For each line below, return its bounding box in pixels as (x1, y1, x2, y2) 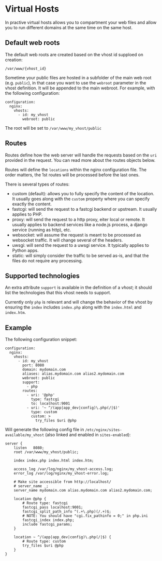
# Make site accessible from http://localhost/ (14, 479, 111, 484)
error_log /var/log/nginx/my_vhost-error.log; (14, 471, 109, 476)
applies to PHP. (12, 211, 43, 217)
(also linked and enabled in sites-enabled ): (45, 432, 131, 438)
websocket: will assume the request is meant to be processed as (12, 232, 141, 238)
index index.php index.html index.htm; (14, 458, 94, 463)
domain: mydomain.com (22, 367, 66, 372)
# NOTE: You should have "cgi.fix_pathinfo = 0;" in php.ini (22, 513, 148, 518)
